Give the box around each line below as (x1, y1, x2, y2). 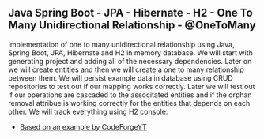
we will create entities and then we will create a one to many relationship (8, 65, 245, 74)
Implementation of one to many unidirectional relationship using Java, (8, 39, 235, 49)
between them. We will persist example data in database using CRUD (8, 73, 233, 82)
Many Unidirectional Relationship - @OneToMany (8, 19, 256, 32)
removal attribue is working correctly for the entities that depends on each (8, 98, 251, 107)
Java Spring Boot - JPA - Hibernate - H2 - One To (8, 6, 253, 20)
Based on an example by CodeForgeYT (19, 122, 148, 131)
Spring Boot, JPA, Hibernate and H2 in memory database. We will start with (8, 47, 253, 58)
